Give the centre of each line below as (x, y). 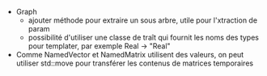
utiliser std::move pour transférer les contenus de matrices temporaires (134, 63)
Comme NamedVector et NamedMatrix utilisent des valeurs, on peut (130, 55)
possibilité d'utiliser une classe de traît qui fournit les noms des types (143, 37)
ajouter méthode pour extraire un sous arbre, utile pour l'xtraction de (142, 20)
